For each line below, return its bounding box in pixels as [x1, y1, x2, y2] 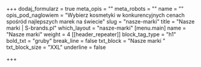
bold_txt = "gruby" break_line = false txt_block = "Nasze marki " [6, 37, 166, 44]
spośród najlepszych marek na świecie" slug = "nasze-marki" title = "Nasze [6, 18, 195, 25]
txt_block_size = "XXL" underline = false [6, 43, 106, 51]
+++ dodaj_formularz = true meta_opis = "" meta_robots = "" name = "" [6, 5, 184, 12]
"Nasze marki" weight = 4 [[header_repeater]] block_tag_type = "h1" [6, 31, 176, 38]
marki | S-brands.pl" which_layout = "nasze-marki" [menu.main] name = [6, 24, 187, 31]
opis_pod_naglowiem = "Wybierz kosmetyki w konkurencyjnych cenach [6, 11, 185, 19]
